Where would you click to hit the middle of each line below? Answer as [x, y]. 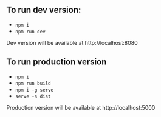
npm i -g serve [34, 90]
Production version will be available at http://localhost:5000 [81, 107]
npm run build [33, 83]
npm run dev [30, 32]
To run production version [57, 62]
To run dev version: [44, 10]
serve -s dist [33, 96]
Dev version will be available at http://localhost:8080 [72, 42]
